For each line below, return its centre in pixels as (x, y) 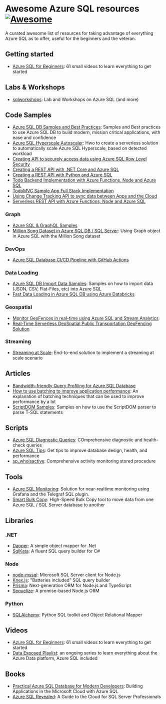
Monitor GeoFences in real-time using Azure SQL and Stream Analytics (85, 318)
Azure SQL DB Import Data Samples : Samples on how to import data (83, 283)
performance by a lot (34, 401)
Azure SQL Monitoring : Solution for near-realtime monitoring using (81, 489)
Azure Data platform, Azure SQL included (55, 658)
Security (21, 164)
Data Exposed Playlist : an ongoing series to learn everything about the (85, 653)
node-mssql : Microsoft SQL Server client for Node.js (66, 575)
